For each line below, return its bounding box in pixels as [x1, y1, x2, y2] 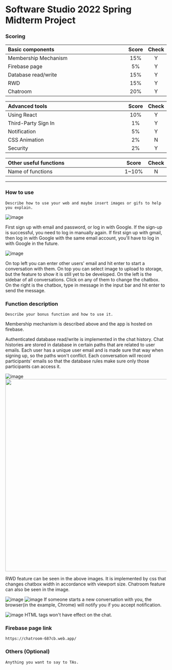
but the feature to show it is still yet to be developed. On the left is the [5, 271, 152, 277]
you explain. [5, 205, 33, 210]
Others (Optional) [5, 648, 50, 655]
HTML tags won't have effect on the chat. [25, 612, 113, 618]
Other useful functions [8, 159, 65, 167]
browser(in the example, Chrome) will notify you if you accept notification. [5, 602, 162, 608]
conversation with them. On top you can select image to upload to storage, [5, 266, 163, 272]
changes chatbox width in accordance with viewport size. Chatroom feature [5, 581, 165, 587]
